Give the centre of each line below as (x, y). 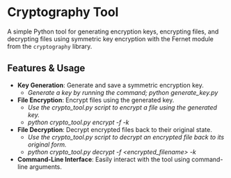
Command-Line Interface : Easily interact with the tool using (103, 159)
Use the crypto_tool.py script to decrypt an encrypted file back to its (126, 137)
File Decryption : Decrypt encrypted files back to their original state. (114, 129)
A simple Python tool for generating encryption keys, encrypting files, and (113, 31)
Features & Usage (46, 68)
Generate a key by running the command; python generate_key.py (123, 92)
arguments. (46, 166)
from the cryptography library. (50, 46)
